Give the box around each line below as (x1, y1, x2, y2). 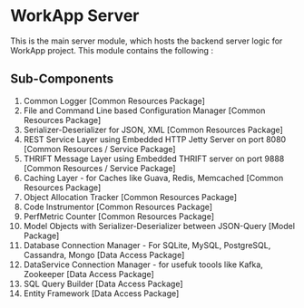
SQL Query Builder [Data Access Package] (23, 278, 184, 289)
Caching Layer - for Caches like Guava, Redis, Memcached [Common (23, 172, 284, 183)
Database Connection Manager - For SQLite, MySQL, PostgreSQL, (23, 239, 271, 250)
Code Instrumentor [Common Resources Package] (23, 201, 212, 212)
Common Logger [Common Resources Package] (23, 95, 205, 106)
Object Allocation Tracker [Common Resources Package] (23, 191, 238, 202)
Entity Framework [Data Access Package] (23, 287, 180, 299)
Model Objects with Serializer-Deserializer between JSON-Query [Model (23, 220, 296, 231)
